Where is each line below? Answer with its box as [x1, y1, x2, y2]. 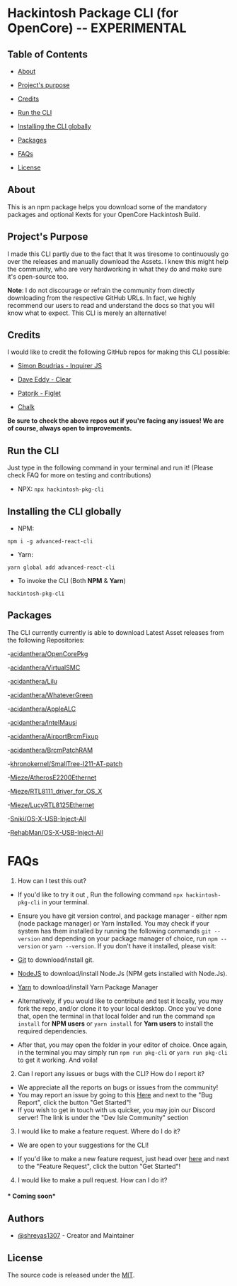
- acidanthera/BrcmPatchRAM [7, 745, 93, 754]
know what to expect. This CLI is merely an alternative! [7, 309, 168, 317]
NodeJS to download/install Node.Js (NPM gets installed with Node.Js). [17, 969, 228, 977]
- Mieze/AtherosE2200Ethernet [7, 773, 97, 782]
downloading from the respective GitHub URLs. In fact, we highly [7, 293, 197, 302]
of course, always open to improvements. [7, 424, 132, 433]
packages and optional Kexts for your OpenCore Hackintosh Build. [7, 210, 201, 218]
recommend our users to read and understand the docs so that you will [7, 301, 214, 309]
